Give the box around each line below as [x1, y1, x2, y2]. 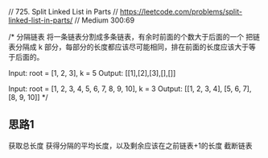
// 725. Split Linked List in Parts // [8, 7, 118, 16]
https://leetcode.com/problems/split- [119, 7, 243, 16]
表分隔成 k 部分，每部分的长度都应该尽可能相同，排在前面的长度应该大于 [8, 42, 249, 52]
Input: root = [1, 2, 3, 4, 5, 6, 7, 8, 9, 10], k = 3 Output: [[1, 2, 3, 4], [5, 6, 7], [8, 84, 252, 94]
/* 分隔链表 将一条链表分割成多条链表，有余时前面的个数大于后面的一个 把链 [8, 32, 260, 41]
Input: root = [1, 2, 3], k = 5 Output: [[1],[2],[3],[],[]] [8, 69, 176, 77]
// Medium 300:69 [74, 15, 135, 25]
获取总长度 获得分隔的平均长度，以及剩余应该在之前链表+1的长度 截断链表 [8, 140, 253, 150]
